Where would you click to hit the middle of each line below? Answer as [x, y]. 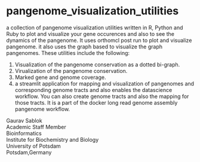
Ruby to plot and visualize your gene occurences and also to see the [90, 33]
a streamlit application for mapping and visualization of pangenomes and [104, 83]
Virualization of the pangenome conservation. [71, 71]
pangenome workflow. [42, 109]
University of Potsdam [33, 146]
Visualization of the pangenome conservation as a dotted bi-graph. [97, 65]
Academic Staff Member [36, 127]
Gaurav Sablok [24, 120]
